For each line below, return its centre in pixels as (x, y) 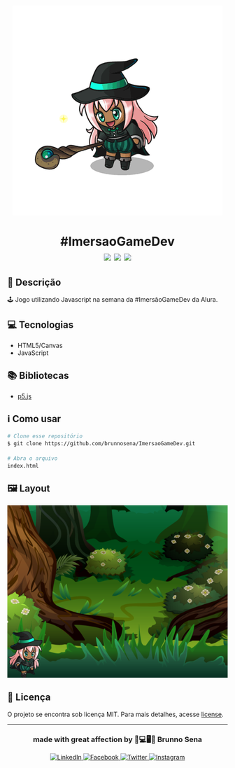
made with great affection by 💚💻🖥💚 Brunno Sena (117, 739)
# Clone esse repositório (45, 436)
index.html (23, 466)
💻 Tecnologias (41, 325)
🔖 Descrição (34, 282)
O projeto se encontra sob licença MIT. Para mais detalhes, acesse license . (115, 714)
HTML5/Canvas (40, 345)
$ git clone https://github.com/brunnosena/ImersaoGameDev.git (101, 444)
